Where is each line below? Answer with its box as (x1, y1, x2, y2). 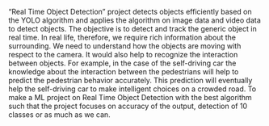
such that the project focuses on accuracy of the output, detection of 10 (8, 101, 248, 111)
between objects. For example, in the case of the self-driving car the (8, 58, 237, 68)
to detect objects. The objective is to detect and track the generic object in (8, 24, 257, 33)
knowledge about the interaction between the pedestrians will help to (8, 67, 239, 76)
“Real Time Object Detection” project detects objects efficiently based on (8, 7, 252, 16)
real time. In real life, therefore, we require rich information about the (8, 32, 237, 42)
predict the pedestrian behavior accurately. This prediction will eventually (8, 76, 253, 85)
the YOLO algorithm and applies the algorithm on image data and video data (8, 15, 261, 25)
